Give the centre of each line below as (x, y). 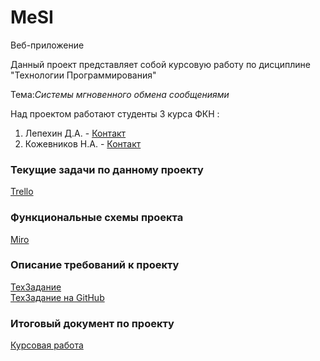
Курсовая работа (47, 345)
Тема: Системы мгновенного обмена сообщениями (120, 94)
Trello (22, 192)
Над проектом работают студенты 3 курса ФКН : (115, 113)
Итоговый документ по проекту (92, 323)
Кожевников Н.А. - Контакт (83, 143)
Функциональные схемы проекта (97, 218)
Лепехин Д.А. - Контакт (75, 133)
